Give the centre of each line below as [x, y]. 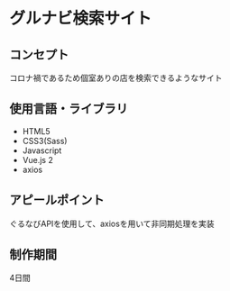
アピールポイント [57, 200]
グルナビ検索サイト [81, 18]
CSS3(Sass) [45, 141]
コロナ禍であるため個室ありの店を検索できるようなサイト [116, 78]
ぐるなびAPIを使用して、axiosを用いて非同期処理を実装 [112, 223]
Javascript [42, 150]
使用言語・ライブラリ [69, 109]
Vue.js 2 [38, 159]
